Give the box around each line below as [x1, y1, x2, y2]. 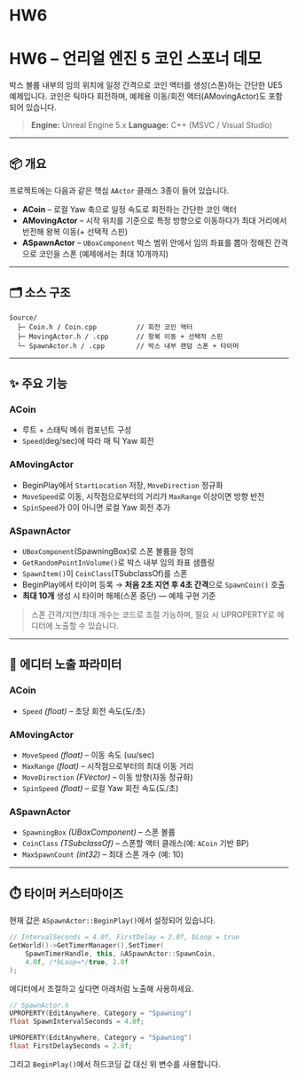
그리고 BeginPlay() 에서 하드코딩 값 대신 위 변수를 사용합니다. [9, 1058, 221, 1069]
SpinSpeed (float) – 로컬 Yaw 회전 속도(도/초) [21, 783, 179, 794]
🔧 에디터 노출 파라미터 [9, 657, 122, 672]
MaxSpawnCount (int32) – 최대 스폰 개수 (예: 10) [21, 849, 184, 860]
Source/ [9, 313, 38, 322]
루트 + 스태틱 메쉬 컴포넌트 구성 [21, 424, 132, 435]
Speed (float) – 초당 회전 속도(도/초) [21, 705, 146, 716]
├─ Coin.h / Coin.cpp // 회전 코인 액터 [17, 322, 193, 331]
